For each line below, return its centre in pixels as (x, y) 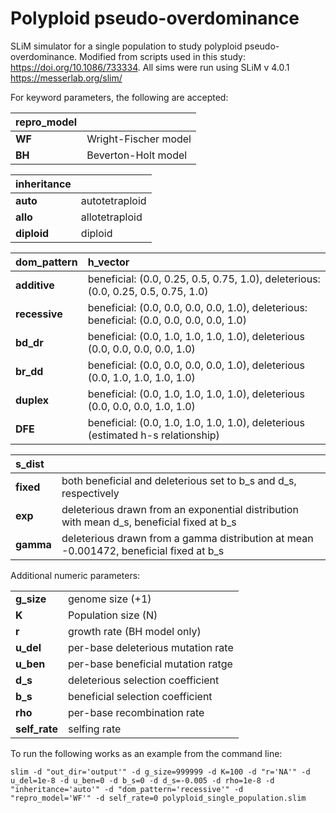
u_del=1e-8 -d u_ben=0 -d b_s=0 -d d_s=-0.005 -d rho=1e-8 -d (142, 780)
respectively (90, 493)
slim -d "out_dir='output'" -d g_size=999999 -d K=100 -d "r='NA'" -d (160, 772)
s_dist (30, 464)
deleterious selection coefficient (143, 680)
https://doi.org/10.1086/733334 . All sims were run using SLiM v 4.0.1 (150, 67)
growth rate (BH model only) (134, 631)
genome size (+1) (109, 599)
